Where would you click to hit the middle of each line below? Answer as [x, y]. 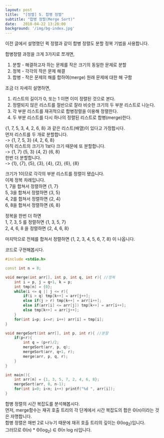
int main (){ [17, 375]
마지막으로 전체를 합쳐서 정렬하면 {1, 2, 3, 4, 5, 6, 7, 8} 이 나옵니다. [70, 239]
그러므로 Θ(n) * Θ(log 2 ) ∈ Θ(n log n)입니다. [48, 430]
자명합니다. [21, 416]
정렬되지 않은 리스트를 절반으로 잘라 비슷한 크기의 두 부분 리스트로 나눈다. [84, 105]
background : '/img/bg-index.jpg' [40, 29]
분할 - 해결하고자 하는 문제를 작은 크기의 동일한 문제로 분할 [69, 65]
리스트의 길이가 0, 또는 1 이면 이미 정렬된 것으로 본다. [64, 99]
